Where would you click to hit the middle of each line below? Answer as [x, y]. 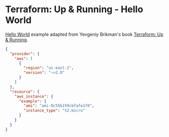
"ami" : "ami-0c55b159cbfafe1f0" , [59, 106]
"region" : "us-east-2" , [49, 68]
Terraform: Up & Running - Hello [74, 9]
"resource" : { [25, 92]
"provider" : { [25, 54]
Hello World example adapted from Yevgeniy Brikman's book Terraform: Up [84, 34]
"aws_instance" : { [34, 96]
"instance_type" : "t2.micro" [54, 111]
